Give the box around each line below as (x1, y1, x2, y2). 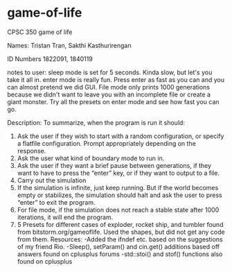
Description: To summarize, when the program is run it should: (7, 118, 186, 126)
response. (17, 146, 46, 155)
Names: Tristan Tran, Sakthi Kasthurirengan (7, 41, 132, 49)
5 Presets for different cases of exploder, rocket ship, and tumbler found (17, 220, 224, 228)
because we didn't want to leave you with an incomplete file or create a (7, 90, 211, 99)
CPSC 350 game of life (7, 28, 73, 36)
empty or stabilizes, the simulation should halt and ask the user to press (17, 191, 223, 199)
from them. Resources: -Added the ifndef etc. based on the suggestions (17, 235, 223, 244)
